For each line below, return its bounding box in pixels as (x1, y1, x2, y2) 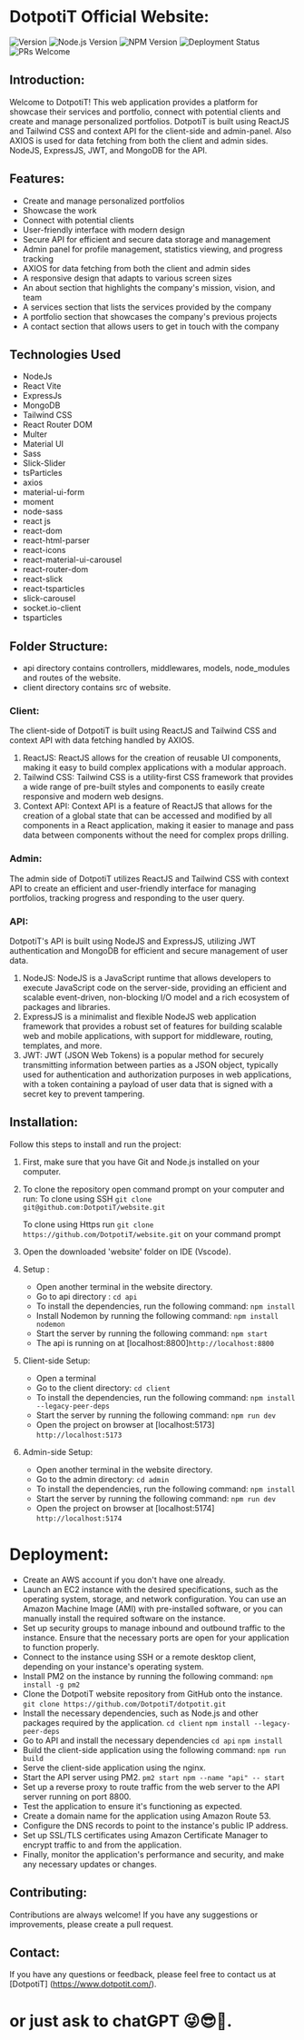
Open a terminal (35, 1372, 97, 1383)
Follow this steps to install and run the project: (9, 1138, 181, 1150)
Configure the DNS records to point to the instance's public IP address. (22, 1819, 289, 1831)
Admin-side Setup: (22, 1446, 93, 1457)
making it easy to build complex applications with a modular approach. (22, 762, 287, 773)
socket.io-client (22, 602, 82, 614)
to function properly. (22, 1641, 100, 1652)
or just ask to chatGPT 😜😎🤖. (9, 2010, 233, 2031)
